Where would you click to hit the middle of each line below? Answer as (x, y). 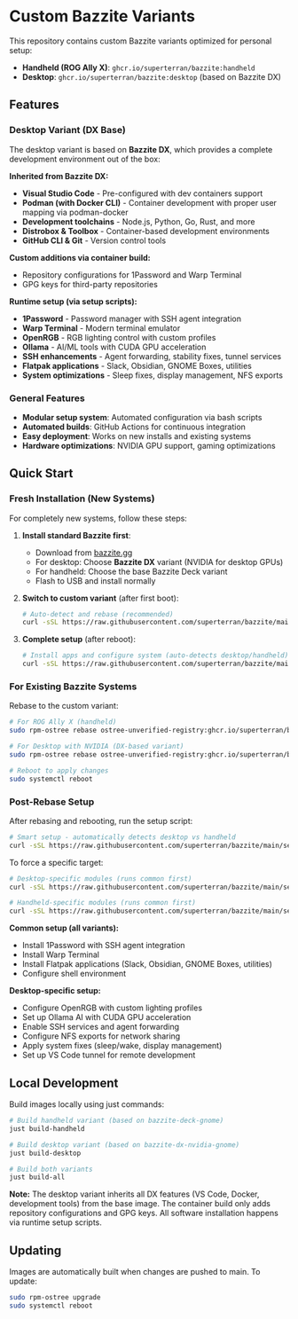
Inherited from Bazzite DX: (59, 176)
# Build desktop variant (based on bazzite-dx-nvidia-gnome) (125, 1145)
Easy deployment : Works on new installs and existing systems (136, 436)
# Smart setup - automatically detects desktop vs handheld (123, 837)
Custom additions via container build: (80, 257)
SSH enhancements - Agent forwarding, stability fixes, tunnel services (152, 356)
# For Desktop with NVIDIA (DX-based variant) (97, 747)
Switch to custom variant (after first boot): (100, 598)
